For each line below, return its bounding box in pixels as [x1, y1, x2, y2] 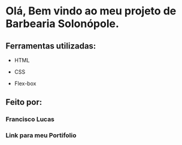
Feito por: [5, 97, 43, 107]
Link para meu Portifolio [5, 131, 77, 140]
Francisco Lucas [5, 115, 55, 123]
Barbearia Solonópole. [5, 17, 119, 31]
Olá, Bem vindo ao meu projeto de [5, 4, 177, 18]
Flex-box [14, 80, 37, 87]
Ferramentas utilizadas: [5, 41, 96, 51]
